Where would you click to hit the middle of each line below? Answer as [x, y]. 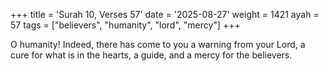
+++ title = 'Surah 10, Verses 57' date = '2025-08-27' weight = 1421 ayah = [165, 14]
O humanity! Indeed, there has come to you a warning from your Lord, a [158, 44]
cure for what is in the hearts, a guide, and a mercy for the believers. [151, 55]
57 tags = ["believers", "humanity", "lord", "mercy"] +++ [125, 25]
